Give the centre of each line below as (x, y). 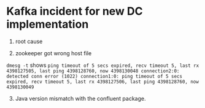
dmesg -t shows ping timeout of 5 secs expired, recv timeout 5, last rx (103, 65)
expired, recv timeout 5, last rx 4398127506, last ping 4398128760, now (103, 82)
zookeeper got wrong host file (53, 53)
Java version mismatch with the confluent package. (80, 98)
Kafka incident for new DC (75, 11)
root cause (29, 41)
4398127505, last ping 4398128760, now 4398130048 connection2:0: (93, 71)
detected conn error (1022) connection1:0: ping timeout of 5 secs (95, 76)
